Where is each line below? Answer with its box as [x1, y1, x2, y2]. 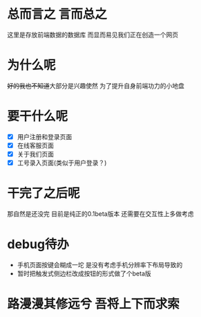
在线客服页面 [17, 141, 54, 150]
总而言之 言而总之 [7, 6, 107, 22]
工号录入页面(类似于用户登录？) [17, 158, 107, 167]
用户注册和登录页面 [17, 132, 73, 141]
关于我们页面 [17, 150, 54, 158]
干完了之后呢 [7, 185, 81, 201]
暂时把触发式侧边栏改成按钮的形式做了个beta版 [17, 269, 152, 278]
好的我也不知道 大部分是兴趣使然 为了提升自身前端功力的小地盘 [7, 81, 184, 90]
